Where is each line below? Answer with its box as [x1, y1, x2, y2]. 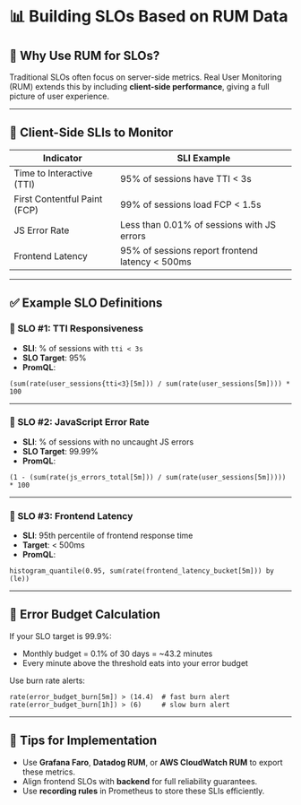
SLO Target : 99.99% [21, 446, 99, 456]
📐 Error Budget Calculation [9, 607, 161, 622]
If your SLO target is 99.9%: [9, 630, 112, 641]
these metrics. [21, 766, 76, 777]
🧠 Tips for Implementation [9, 733, 158, 749]
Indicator [43, 151, 82, 164]
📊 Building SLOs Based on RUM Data [9, 6, 288, 27]
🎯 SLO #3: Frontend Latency [9, 509, 133, 522]
